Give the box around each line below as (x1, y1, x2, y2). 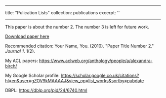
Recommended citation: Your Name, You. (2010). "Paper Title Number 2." (5, 43, 154, 49)
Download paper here (5, 33, 49, 39)
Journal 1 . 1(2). (5, 48, 36, 54)
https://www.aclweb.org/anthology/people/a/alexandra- (39, 58, 153, 64)
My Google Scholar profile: (5, 72, 60, 78)
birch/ (5, 63, 17, 69)
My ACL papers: (5, 58, 38, 64)
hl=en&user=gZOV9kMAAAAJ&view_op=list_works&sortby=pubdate (5, 78, 144, 84)
